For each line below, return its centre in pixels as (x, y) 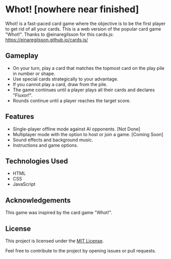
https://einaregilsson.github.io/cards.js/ (47, 40)
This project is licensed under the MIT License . (55, 241)
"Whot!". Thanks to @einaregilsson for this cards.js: (59, 34)
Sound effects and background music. (53, 140)
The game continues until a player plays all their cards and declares (84, 90)
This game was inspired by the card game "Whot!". (59, 213)
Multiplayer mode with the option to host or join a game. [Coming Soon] (88, 134)
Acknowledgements (38, 200)
